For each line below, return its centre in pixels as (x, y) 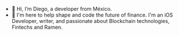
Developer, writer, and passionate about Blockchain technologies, (90, 21)
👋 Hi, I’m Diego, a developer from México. (62, 9)
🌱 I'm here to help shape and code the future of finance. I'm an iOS (92, 15)
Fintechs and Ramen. (37, 27)
